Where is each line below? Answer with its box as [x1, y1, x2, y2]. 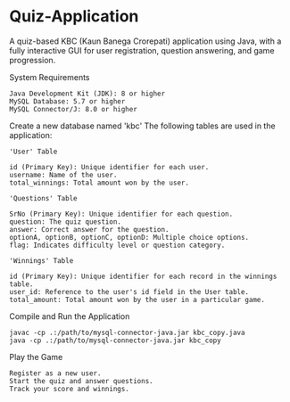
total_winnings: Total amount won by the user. [9, 178, 190, 187]
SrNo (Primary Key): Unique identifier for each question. [9, 209, 234, 218]
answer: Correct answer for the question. [9, 225, 170, 234]
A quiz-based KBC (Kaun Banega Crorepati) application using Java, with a [9, 36, 282, 46]
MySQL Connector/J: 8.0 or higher [9, 104, 138, 113]
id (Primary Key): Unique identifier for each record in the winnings [9, 272, 278, 281]
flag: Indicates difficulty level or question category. [9, 241, 226, 250]
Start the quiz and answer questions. [9, 376, 153, 385]
